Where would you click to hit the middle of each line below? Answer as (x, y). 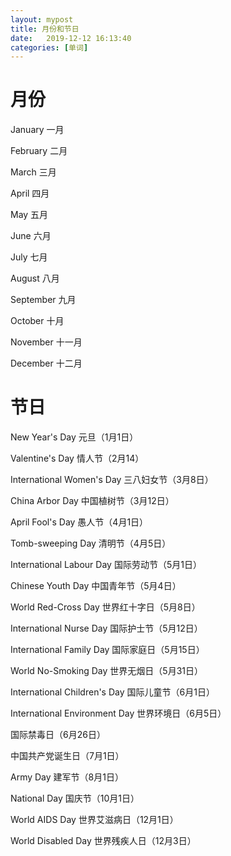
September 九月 (43, 300)
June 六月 (31, 236)
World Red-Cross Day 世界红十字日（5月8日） (105, 607)
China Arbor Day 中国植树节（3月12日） (92, 501)
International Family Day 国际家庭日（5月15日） (107, 650)
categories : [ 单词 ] (49, 47)
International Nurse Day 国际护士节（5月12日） (106, 628)
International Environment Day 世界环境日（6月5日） (118, 713)
